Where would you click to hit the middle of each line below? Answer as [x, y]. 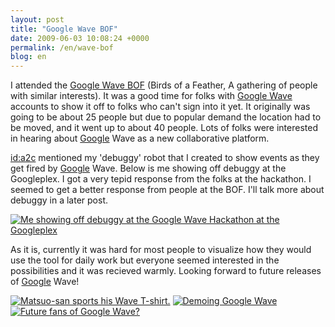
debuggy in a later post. [59, 200]
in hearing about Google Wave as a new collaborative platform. [140, 138]
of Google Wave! [45, 282]
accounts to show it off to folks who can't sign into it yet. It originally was [160, 107]
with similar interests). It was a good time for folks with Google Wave [151, 96]
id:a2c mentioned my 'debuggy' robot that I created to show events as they [165, 158]
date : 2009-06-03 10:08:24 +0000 [80, 38]
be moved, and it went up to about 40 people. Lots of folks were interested [164, 128]
